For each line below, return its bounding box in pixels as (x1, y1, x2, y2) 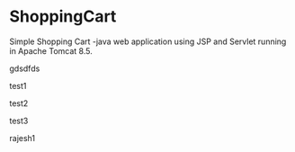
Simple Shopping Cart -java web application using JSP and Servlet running (9, 36, 287, 47)
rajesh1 (9, 132, 36, 143)
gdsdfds (9, 63, 40, 74)
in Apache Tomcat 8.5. (9, 45, 93, 56)
